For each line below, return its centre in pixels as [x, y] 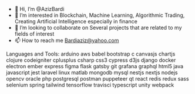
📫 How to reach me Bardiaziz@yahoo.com [67, 40]
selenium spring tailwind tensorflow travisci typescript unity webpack [90, 85]
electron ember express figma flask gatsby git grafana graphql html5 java [95, 66]
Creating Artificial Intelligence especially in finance [76, 21]
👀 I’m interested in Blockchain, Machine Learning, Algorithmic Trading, [100, 15]
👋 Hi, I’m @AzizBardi [39, 9]
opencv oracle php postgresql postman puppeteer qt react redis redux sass [97, 79]
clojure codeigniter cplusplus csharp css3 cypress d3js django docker [91, 60]
